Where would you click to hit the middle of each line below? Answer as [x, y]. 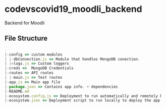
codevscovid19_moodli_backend [73, 9]
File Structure [26, 38]
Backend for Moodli [25, 23]
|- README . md [17, 91]
